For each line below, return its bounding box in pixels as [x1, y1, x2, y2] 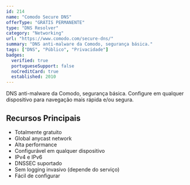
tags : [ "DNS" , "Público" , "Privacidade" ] [6, 47, 109, 53]
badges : [6, 52, 25, 58]
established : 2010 [11, 74, 57, 80]
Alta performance [14, 141, 57, 148]
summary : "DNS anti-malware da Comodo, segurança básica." [6, 42, 153, 47]
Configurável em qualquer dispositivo [14, 147, 105, 154]
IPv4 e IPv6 [14, 153, 43, 160]
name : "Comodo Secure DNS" [6, 14, 72, 20]
